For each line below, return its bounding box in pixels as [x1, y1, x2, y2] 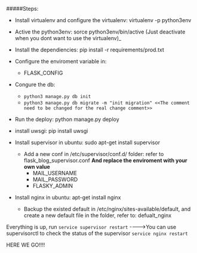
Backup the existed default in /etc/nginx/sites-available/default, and [23, 206, 191, 212]
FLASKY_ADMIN [32, 182, 73, 189]
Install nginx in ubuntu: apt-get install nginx [14, 194, 121, 201]
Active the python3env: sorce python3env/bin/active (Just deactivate [14, 28, 186, 35]
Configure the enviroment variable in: [14, 58, 107, 65]
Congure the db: [14, 81, 56, 88]
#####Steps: [6, 5, 39, 12]
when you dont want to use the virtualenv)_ [14, 35, 121, 41]
